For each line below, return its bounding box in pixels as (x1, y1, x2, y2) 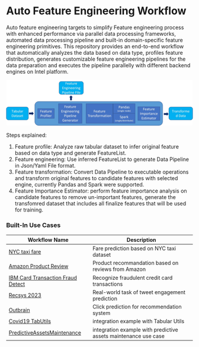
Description (126, 236, 156, 243)
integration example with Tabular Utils (92, 318, 185, 325)
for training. (14, 206, 43, 213)
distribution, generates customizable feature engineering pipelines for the (6, 55, 186, 62)
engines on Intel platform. (6, 68, 69, 75)
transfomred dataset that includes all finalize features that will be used (14, 200, 187, 207)
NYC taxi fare (8, 248, 41, 255)
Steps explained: (6, 131, 47, 138)
